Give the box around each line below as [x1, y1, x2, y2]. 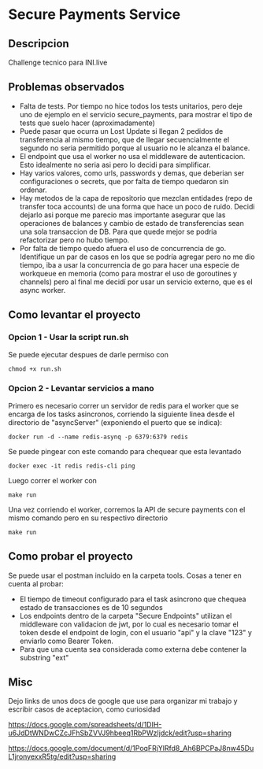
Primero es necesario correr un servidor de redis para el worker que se [8, 401, 239, 410]
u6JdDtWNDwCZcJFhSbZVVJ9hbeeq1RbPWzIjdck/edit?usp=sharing [8, 728, 232, 738]
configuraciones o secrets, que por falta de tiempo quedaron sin [19, 176, 229, 186]
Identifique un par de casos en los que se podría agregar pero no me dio [19, 252, 255, 261]
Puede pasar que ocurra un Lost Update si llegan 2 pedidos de [19, 126, 224, 135]
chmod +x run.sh [8, 364, 61, 373]
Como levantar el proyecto [8, 309, 141, 322]
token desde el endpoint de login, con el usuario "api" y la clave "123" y [19, 627, 252, 637]
